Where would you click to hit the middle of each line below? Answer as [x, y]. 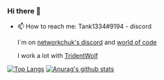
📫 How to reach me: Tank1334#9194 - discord [84, 26]
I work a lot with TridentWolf [58, 56]
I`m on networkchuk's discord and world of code [87, 42]
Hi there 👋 [24, 11]
